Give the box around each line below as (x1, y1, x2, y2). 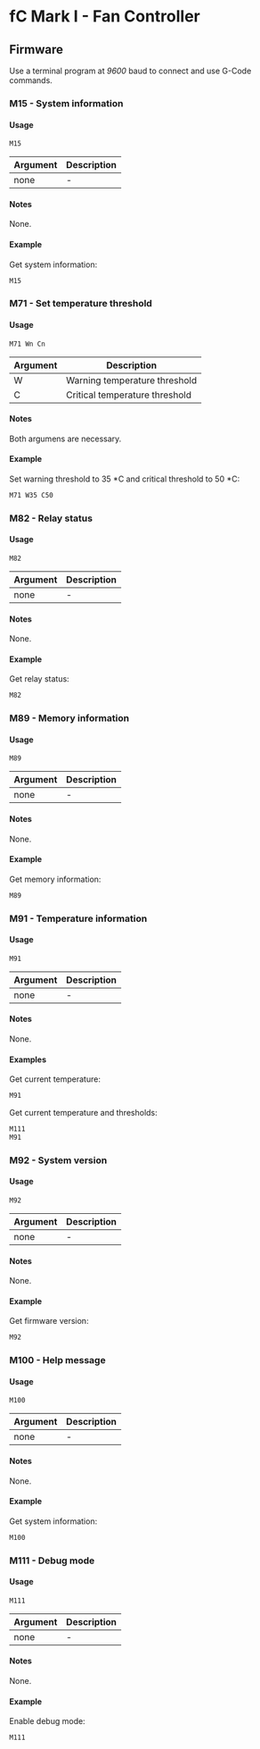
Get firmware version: (9, 1316, 89, 1326)
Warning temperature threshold (66, 373, 198, 386)
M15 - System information (9, 96, 124, 109)
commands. (9, 75, 53, 86)
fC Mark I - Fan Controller (9, 6, 200, 27)
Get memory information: (9, 874, 102, 884)
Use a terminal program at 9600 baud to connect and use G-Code (9, 65, 252, 76)
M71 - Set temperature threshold (9, 297, 153, 310)
